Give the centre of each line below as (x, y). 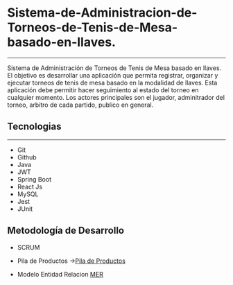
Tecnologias (34, 127)
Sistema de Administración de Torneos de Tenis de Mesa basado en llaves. (114, 68)
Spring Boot (34, 179)
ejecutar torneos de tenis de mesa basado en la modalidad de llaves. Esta (112, 83)
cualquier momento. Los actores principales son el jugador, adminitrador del (116, 97)
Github (27, 157)
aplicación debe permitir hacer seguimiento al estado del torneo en (103, 90)
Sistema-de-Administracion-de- (102, 13)
